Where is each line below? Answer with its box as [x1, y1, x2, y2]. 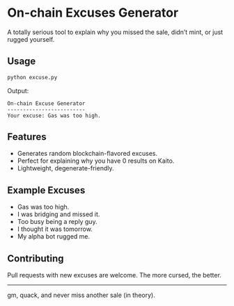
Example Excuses [7, 184, 86, 196]
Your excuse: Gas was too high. [7, 112, 101, 119]
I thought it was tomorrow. [17, 225, 93, 234]
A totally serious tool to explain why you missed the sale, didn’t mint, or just [7, 28, 224, 36]
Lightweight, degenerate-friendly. [17, 164, 114, 172]
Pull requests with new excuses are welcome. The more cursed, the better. [7, 271, 221, 280]
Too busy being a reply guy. [17, 218, 97, 226]
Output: [7, 86, 29, 95]
